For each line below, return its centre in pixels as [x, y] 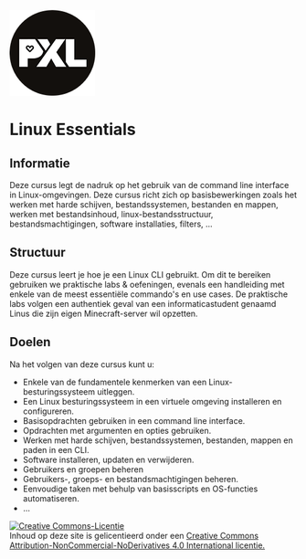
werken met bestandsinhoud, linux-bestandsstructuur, [111, 214]
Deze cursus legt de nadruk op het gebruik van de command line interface [149, 185]
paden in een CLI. [56, 449]
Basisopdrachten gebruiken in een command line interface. [134, 420]
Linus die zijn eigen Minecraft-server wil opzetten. [104, 313]
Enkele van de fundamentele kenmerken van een [115, 382]
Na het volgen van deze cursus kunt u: [82, 364]
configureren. [48, 411]
